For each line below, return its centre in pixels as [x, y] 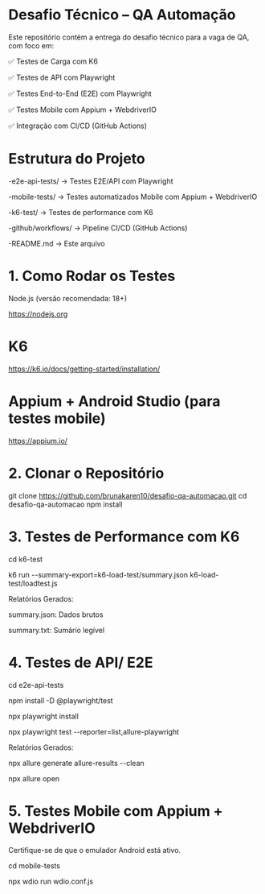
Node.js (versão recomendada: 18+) [67, 298]
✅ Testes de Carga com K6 [53, 61]
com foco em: [31, 45]
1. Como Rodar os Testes [92, 276]
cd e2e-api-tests [36, 685]
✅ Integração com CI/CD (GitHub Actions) [77, 126]
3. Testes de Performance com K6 [124, 536]
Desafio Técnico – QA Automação [122, 15]
